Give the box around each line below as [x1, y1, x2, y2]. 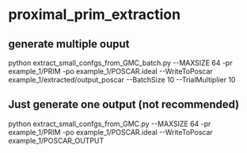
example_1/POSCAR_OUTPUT [8, 136, 104, 145]
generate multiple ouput [8, 37, 130, 51]
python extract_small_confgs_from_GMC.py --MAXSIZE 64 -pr [8, 119, 211, 128]
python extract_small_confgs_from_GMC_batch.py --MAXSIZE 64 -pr [8, 58, 233, 67]
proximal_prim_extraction [8, 6, 180, 24]
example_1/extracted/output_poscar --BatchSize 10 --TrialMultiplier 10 [8, 75, 236, 84]
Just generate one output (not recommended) [8, 98, 240, 112]
